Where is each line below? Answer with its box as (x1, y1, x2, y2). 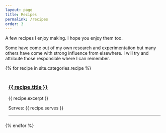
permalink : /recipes (5, 17, 49, 22)
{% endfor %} (5, 122, 34, 128)
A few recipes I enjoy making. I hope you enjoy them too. (5, 35, 123, 41)
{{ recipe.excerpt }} (8, 95, 49, 101)
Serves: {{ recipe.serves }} (8, 105, 64, 111)
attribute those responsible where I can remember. (5, 56, 110, 62)
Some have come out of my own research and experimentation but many (5, 45, 156, 51)
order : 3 (5, 21, 24, 27)
